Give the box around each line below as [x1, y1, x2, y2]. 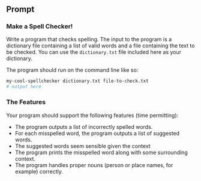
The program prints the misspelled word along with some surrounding [14, 149, 188, 156]
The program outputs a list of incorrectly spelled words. [14, 123, 153, 130]
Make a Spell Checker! [6, 22, 73, 31]
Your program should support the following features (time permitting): [6, 111, 179, 119]
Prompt [6, 4, 35, 14]
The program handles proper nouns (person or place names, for [14, 161, 173, 168]
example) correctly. [14, 168, 63, 175]
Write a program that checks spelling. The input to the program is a [6, 36, 172, 43]
